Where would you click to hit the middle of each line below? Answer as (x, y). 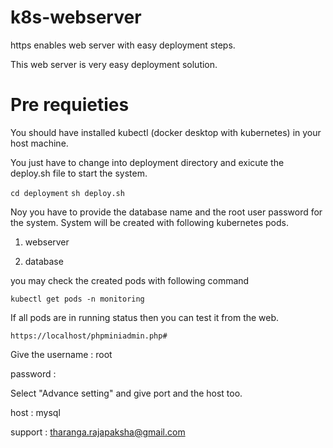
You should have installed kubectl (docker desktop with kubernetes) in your (166, 132)
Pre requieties (70, 105)
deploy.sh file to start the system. (79, 173)
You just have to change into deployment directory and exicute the (147, 162)
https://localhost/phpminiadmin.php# (89, 336)
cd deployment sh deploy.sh (67, 193)
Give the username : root (61, 354)
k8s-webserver (76, 17)
